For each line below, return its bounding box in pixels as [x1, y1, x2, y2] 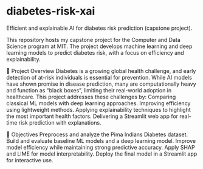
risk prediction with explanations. [18, 119, 101, 126]
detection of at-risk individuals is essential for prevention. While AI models [6, 74, 193, 81]
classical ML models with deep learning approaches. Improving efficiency [6, 99, 191, 107]
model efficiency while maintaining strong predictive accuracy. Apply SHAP [6, 143, 196, 151]
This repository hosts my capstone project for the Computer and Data [6, 36, 181, 43]
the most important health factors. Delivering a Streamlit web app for [6, 112, 178, 120]
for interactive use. [6, 156, 53, 164]
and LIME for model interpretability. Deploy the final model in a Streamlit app [6, 150, 198, 157]
